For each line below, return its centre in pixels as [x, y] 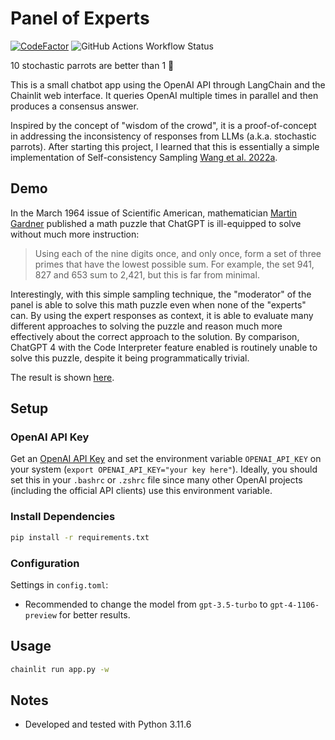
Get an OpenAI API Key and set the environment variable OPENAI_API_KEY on [166, 459]
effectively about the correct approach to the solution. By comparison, [155, 336]
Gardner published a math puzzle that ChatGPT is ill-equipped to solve [156, 223]
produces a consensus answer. [74, 106]
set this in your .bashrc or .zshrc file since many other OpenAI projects [156, 480]
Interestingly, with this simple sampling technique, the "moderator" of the [161, 294]
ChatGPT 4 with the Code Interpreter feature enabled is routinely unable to [164, 347]
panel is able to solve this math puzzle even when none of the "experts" [158, 304]
